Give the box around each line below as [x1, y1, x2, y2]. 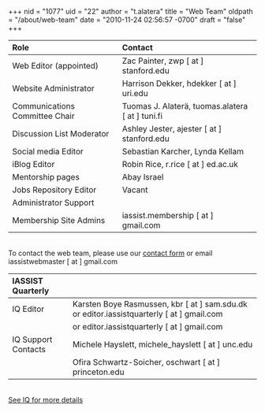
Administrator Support [12, 197, 95, 208]
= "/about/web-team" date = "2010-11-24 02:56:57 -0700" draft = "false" [8, 15, 246, 24]
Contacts [12, 344, 46, 354]
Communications [12, 101, 75, 111]
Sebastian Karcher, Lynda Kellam [121, 146, 244, 157]
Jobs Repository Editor [12, 184, 97, 195]
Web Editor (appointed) [12, 61, 99, 71]
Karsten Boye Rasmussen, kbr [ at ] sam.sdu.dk [72, 299, 248, 310]
